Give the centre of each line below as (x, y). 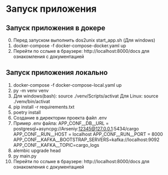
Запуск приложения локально (57, 73)
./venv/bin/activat (32, 101)
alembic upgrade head (37, 150)
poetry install (27, 112)
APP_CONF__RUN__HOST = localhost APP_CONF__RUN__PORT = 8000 (88, 134)
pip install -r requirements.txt (44, 107)
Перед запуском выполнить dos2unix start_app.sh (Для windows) (84, 40)
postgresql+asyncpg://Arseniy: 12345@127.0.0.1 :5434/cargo (76, 128)
